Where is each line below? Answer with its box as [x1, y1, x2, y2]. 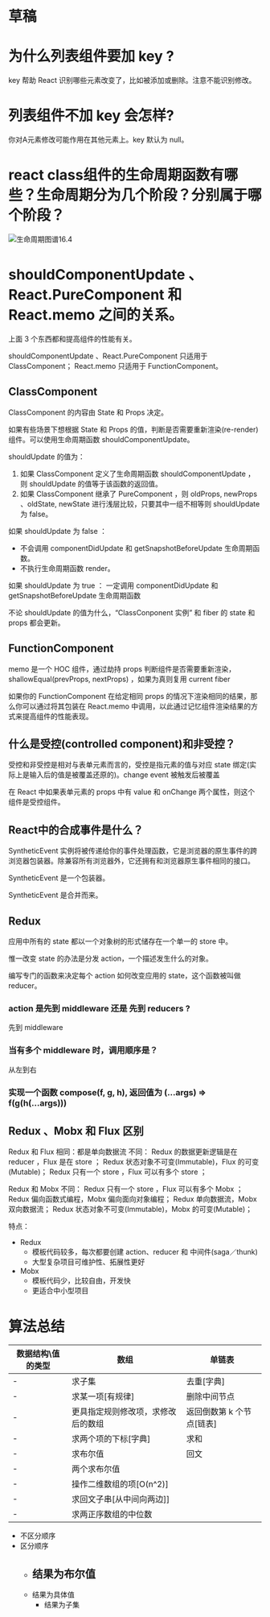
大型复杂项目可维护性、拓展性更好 [31, 1257, 145, 1267]
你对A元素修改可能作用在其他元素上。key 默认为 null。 [8, 134, 189, 145]
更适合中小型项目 [31, 1286, 89, 1296]
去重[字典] [186, 1376, 225, 1387]
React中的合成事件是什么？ [8, 823, 144, 837]
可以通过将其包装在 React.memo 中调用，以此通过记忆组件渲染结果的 [22, 701, 252, 711]
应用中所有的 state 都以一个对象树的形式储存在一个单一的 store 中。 [8, 937, 233, 946]
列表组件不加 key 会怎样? [8, 106, 174, 125]
